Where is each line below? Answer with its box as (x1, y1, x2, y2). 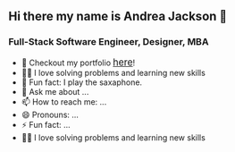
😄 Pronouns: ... (21, 109, 80, 120)
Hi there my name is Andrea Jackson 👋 (8, 9, 228, 24)
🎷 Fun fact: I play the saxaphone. (21, 77, 143, 88)
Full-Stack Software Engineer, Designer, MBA (8, 36, 209, 48)
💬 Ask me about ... (21, 86, 89, 97)
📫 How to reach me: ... (21, 96, 107, 107)
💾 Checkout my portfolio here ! (21, 55, 136, 68)
